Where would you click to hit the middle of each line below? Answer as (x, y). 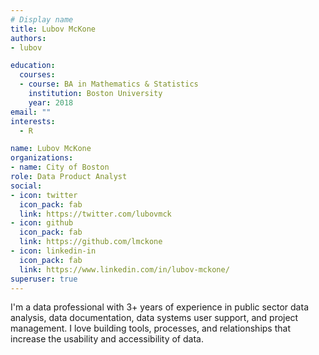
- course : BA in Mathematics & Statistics (109, 84)
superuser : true (44, 279)
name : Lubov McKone (51, 149)
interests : (33, 121)
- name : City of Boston (60, 167)
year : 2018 (51, 102)
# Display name (42, 19)
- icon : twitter (44, 195)
